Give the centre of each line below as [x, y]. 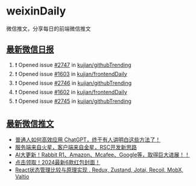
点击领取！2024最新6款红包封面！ [58, 162]
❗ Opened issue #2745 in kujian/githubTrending [73, 101]
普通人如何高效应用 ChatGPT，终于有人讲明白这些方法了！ [88, 139]
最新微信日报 [30, 50]
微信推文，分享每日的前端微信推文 [49, 28]
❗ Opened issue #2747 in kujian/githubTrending [73, 65]
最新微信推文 [30, 124]
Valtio [22, 176]
